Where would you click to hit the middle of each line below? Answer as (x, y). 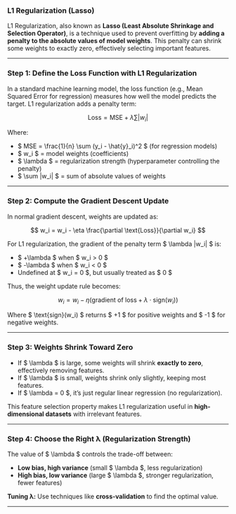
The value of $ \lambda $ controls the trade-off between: (90, 454)
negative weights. (33, 322)
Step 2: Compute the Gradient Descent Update (88, 201)
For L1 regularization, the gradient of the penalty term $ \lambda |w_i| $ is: (114, 244)
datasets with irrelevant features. (93, 414)
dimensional (26, 414)
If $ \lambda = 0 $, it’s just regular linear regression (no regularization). (120, 393)
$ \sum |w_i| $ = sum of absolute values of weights (92, 176)
